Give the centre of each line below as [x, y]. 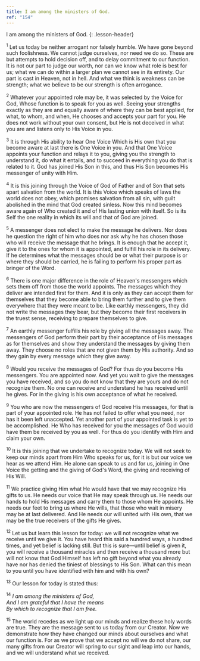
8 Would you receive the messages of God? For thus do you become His [95, 368]
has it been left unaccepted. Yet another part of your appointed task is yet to [100, 419]
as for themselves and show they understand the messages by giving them [98, 344]
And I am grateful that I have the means [55, 602]
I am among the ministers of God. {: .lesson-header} [70, 34]
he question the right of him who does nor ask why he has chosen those [95, 236]
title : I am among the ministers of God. [58, 12]
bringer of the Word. [31, 268]
